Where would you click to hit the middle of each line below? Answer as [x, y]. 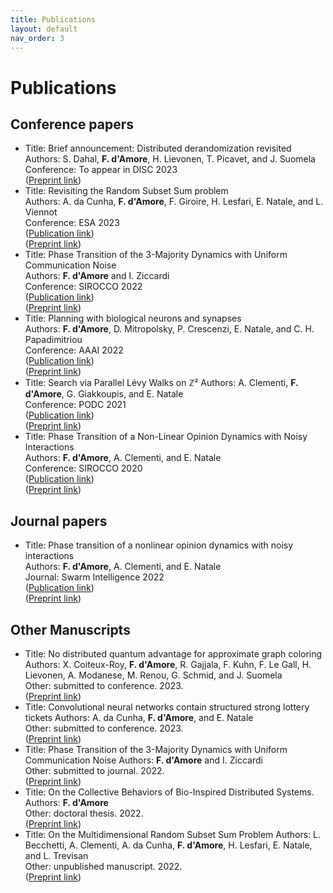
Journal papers [59, 521]
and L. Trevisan [56, 855]
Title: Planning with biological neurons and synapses [133, 318]
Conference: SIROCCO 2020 [83, 468]
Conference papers [72, 124]
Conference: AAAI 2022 [74, 350]
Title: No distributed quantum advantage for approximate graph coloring [173, 654]
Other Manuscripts [70, 629]
